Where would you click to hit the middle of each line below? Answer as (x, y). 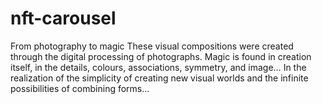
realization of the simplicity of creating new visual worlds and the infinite (159, 78)
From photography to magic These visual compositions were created (152, 46)
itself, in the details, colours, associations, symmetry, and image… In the (158, 67)
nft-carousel (63, 18)
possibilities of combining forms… (80, 88)
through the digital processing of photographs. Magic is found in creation (161, 56)
